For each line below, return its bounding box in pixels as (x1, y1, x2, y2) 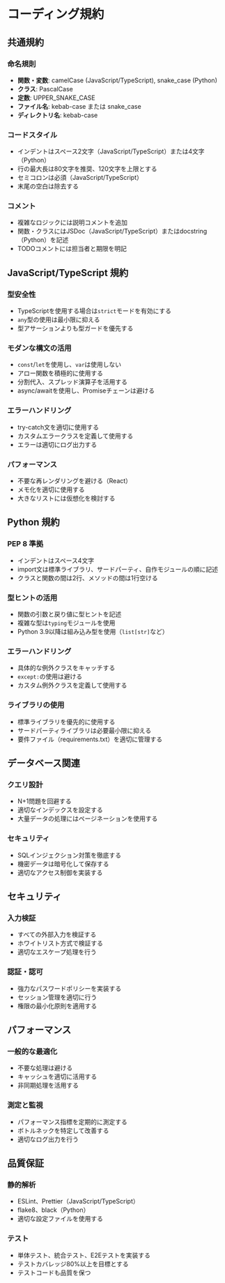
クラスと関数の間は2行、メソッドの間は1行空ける (17, 573, 158, 582)
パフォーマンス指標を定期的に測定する (17, 1117, 127, 1126)
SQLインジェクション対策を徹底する (17, 851, 122, 859)
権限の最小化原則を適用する (17, 1001, 98, 1010)
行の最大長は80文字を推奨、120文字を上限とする (17, 165, 157, 173)
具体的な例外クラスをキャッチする (17, 664, 116, 672)
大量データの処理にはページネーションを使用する (17, 814, 158, 823)
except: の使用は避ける (17, 672, 82, 681)
